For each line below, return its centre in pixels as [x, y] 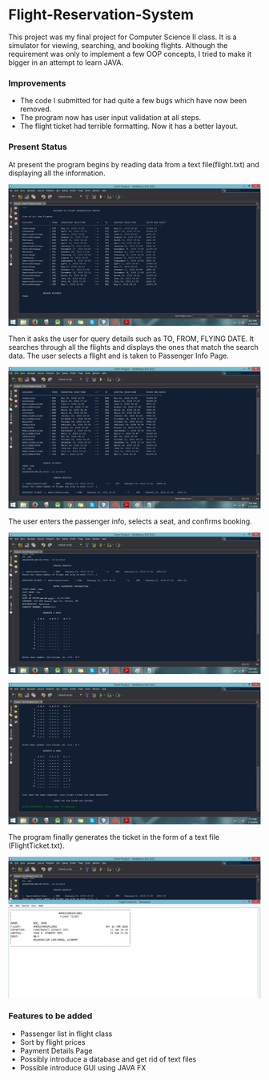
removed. [36, 109]
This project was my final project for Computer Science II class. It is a [123, 37]
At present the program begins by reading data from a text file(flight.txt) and [134, 164]
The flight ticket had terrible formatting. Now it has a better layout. [129, 126]
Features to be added [50, 1016]
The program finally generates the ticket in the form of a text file [114, 837]
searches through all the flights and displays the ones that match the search [133, 347]
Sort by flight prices [52, 1042]
